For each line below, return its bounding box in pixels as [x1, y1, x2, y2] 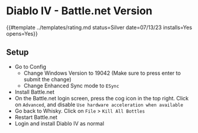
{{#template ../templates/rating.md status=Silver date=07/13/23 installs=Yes [6, 24, 192, 31]
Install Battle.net [14, 88, 55, 96]
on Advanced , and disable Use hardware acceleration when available [14, 101, 183, 108]
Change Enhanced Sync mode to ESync [23, 82, 120, 89]
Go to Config [14, 63, 46, 70]
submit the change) [23, 75, 72, 83]
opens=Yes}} [6, 30, 38, 37]
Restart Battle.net [14, 113, 58, 121]
